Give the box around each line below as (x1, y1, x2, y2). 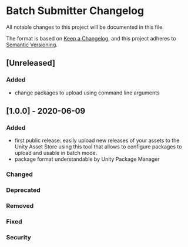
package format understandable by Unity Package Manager (14, 155, 160, 163)
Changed (6, 170, 33, 178)
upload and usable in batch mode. (14, 150, 98, 157)
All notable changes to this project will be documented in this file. (6, 23, 164, 31)
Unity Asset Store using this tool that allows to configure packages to (14, 143, 182, 150)
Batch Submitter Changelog (6, 4, 145, 18)
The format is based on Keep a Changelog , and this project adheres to (6, 35, 176, 42)
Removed (6, 202, 34, 210)
